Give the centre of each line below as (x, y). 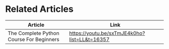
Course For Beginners (33, 39)
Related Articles (39, 9)
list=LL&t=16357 (89, 39)
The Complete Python (33, 33)
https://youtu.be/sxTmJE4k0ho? (107, 33)
